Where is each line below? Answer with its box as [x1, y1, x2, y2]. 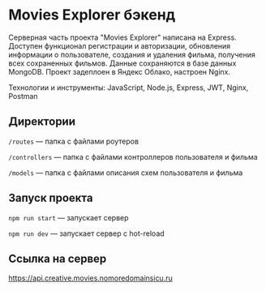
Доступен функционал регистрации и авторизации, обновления [8, 41, 231, 50]
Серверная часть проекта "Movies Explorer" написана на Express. [8, 32, 237, 42]
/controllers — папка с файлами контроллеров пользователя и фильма [8, 152, 258, 161]
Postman [8, 91, 38, 101]
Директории [8, 115, 75, 129]
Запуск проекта [8, 191, 93, 205]
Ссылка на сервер [8, 251, 107, 265]
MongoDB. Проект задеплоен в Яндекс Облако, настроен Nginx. [8, 66, 231, 76]
